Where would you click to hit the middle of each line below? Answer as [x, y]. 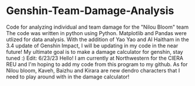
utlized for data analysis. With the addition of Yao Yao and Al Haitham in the [98, 39]
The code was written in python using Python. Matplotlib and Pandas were [96, 33]
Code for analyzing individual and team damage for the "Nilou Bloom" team [97, 27]
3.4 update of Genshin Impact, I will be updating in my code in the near [92, 46]
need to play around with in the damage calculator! [68, 77]
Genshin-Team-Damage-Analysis [90, 11]
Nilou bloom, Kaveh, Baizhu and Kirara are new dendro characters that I [93, 70]
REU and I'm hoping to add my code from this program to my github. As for [97, 64]
